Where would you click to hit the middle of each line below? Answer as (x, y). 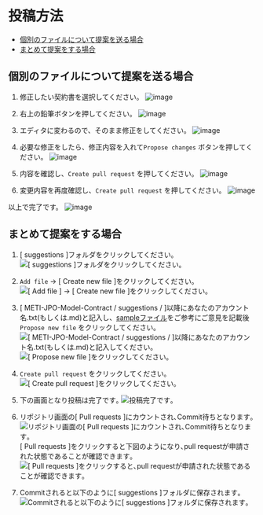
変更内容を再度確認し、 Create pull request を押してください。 (122, 190)
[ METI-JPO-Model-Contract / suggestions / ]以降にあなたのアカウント (134, 307)
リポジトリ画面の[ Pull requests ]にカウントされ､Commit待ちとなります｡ (136, 417)
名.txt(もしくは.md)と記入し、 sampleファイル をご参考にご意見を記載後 (134, 317)
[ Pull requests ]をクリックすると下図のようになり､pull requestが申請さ (135, 446)
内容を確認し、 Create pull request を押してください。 (109, 173)
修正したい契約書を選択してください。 (81, 97)
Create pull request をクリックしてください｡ (93, 373)
